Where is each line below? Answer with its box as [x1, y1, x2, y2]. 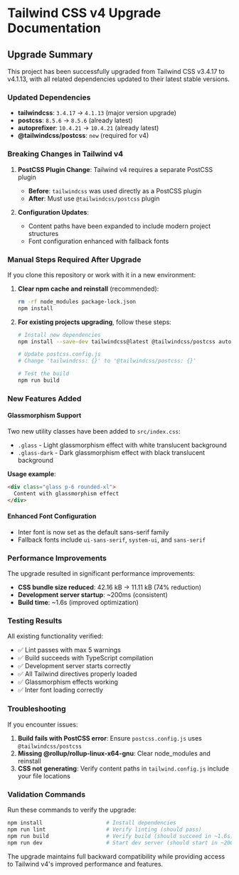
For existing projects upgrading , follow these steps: [17, 318, 172, 326]
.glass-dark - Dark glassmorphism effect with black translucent [17, 449, 205, 457]
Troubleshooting [7, 704, 66, 714]
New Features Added [7, 393, 82, 403]
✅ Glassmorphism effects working [17, 677, 119, 687]
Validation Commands [7, 789, 86, 799]
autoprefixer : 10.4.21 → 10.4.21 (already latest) [17, 124, 159, 132]
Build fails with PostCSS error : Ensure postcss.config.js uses [17, 734, 203, 742]
